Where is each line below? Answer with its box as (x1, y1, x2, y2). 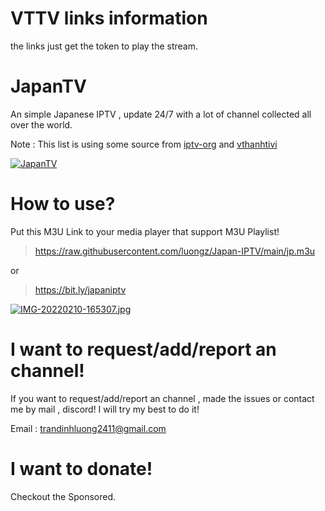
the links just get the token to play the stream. (10, 40, 199, 52)
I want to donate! (10, 457, 153, 480)
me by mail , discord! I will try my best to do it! (10, 403, 200, 415)
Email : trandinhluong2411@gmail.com (10, 422, 167, 434)
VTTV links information (10, 7, 208, 30)
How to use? (10, 193, 116, 216)
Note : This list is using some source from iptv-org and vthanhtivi (10, 138, 278, 150)
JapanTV (10, 75, 87, 98)
